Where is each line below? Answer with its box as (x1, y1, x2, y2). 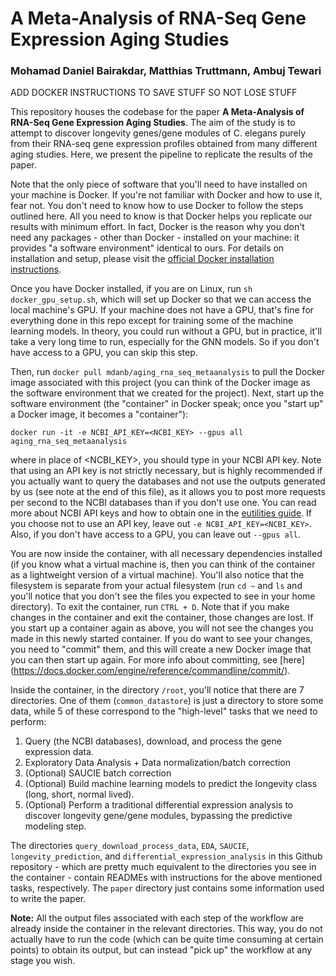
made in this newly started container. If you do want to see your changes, (10, 633, 313, 645)
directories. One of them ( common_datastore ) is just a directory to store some (10, 695, 324, 707)
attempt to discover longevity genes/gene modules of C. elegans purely (10, 127, 307, 139)
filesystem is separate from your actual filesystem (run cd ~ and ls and (10, 580, 303, 592)
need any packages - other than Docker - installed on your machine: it (10, 232, 300, 244)
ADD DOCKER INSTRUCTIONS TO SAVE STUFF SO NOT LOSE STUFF (10, 87, 298, 99)
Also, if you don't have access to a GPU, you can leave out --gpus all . (10, 528, 301, 541)
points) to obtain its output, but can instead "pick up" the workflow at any (10, 944, 313, 956)
